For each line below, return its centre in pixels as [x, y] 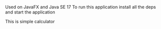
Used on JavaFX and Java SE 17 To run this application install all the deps [80, 7]
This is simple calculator [30, 22]
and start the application [30, 12]
